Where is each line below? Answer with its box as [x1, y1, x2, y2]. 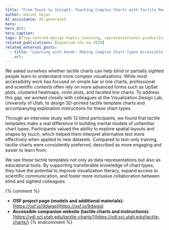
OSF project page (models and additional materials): [12, 198, 124, 204]
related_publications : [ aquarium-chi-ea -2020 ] [5, 40, 105, 45]
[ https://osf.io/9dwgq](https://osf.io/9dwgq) [12, 203, 104, 209]
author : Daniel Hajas [5, 12, 51, 17]
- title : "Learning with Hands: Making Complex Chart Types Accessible [10, 49, 163, 54]
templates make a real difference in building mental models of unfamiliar [5, 120, 155, 126]
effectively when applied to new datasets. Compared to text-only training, [5, 136, 158, 142]
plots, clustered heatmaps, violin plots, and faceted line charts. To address [5, 89, 159, 96]
